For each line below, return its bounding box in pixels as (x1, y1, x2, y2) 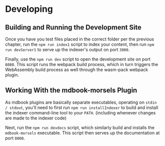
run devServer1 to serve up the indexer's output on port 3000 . (5, 47, 130, 52)
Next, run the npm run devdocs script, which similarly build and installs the (5, 124, 155, 130)
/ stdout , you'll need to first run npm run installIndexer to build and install (5, 105, 159, 110)
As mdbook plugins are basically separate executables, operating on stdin (5, 99, 157, 105)
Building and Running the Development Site (5, 23, 142, 32)
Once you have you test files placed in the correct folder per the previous (5, 36, 154, 42)
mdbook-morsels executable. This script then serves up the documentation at (5, 130, 160, 136)
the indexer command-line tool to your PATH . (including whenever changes (5, 109, 156, 115)
